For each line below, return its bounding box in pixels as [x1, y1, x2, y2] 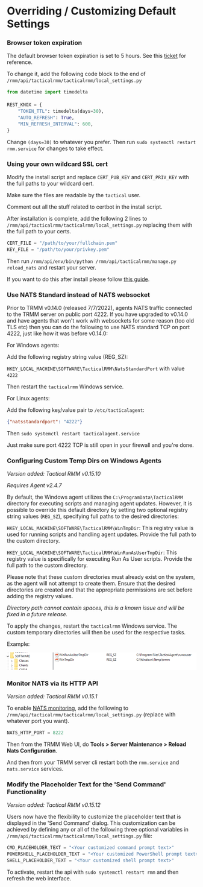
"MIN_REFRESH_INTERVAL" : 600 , [17, 121, 94, 127]
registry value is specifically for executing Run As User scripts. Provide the [7, 555, 192, 563]
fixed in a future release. [7, 611, 68, 618]
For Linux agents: [7, 394, 50, 402]
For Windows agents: [7, 341, 60, 349]
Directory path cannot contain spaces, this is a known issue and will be [7, 604, 184, 611]
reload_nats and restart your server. [7, 264, 97, 271]
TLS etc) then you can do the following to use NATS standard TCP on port [7, 323, 190, 330]
